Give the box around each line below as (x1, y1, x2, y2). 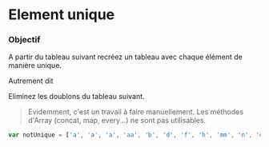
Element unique (8, 6, 115, 24)
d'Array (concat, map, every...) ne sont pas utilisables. (27, 116, 207, 125)
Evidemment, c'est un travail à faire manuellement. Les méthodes (27, 107, 244, 117)
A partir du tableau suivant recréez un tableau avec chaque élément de (8, 52, 243, 62)
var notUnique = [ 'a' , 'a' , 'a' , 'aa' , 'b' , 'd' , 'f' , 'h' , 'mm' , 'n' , (8, 131, 253, 139)
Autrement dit (8, 76, 54, 85)
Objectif (8, 34, 41, 46)
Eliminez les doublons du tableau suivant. (8, 92, 146, 101)
